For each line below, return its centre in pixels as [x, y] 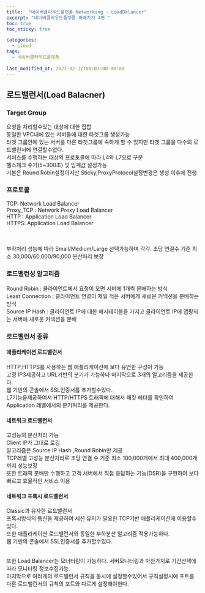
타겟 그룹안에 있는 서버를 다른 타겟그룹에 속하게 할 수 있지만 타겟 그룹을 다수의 [99, 142]
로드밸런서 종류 [28, 336]
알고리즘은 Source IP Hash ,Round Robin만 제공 [65, 450]
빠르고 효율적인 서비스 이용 [38, 481]
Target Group [27, 113]
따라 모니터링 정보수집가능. [38, 569]
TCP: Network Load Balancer [43, 204]
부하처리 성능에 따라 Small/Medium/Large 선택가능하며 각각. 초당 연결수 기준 [99, 249]
